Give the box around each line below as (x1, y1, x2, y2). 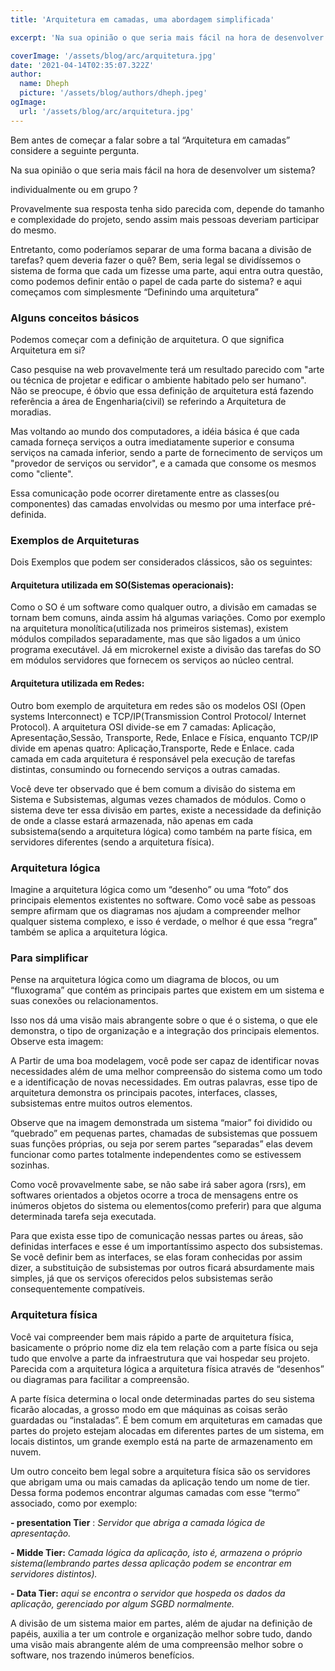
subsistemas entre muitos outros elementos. (10, 1097, 193, 1110)
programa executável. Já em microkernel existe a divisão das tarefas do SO (10, 644, 322, 656)
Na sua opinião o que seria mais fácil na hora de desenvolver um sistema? (10, 164, 316, 176)
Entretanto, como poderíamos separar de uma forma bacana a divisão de (10, 243, 312, 255)
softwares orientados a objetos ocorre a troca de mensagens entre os (10, 1189, 299, 1201)
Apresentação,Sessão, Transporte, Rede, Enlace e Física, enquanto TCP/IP (10, 731, 319, 743)
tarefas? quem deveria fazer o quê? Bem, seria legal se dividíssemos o (10, 254, 302, 266)
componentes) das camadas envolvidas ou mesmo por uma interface (10, 497, 296, 510)
